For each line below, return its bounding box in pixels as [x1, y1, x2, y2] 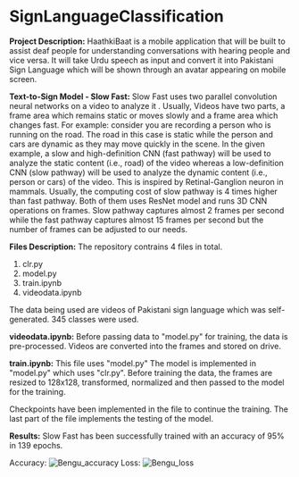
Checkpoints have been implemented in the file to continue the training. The [9, 404, 288, 414]
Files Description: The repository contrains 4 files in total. [9, 241, 223, 252]
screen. [9, 73, 37, 84]
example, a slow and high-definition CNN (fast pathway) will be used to [9, 147, 271, 158]
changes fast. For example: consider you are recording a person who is [9, 119, 271, 130]
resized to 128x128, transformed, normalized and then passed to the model [9, 377, 285, 388]
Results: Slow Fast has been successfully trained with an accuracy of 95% [9, 431, 286, 441]
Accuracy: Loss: [9, 457, 141, 468]
